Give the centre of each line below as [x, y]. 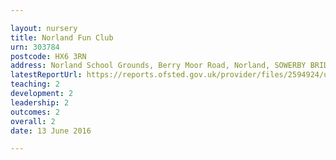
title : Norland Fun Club [62, 37]
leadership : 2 [40, 102]
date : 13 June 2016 [51, 131]
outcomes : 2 [35, 112]
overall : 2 [33, 121]
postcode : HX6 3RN [48, 56]
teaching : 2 [35, 84]
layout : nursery [44, 28]
